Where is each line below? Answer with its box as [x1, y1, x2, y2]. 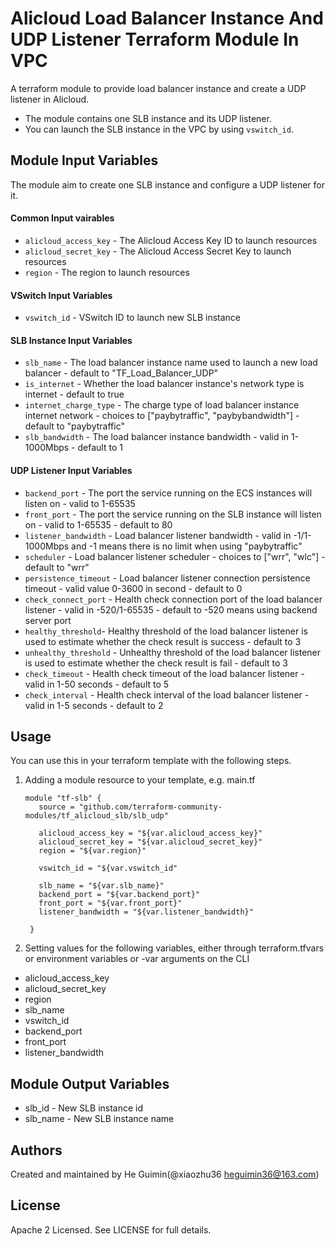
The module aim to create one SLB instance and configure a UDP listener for [10, 178, 326, 191]
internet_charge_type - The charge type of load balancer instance [24, 399, 300, 411]
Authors [10, 1142, 63, 1159]
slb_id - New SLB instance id [24, 1102, 144, 1114]
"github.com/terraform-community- [78, 802, 223, 812]
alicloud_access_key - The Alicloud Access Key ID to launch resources [24, 234, 318, 246]
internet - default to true [24, 388, 125, 401]
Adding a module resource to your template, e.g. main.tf [24, 774, 256, 786]
